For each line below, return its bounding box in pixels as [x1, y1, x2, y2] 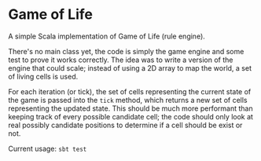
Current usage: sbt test [8, 144, 87, 153]
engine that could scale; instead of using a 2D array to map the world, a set [8, 63, 252, 72]
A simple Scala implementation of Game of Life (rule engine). [8, 31, 206, 41]
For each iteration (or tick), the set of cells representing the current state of [8, 86, 252, 96]
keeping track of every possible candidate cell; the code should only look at [8, 112, 254, 121]
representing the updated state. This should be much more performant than [8, 104, 253, 113]
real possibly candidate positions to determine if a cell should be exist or [8, 120, 243, 130]
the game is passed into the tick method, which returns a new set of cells [8, 95, 248, 104]
